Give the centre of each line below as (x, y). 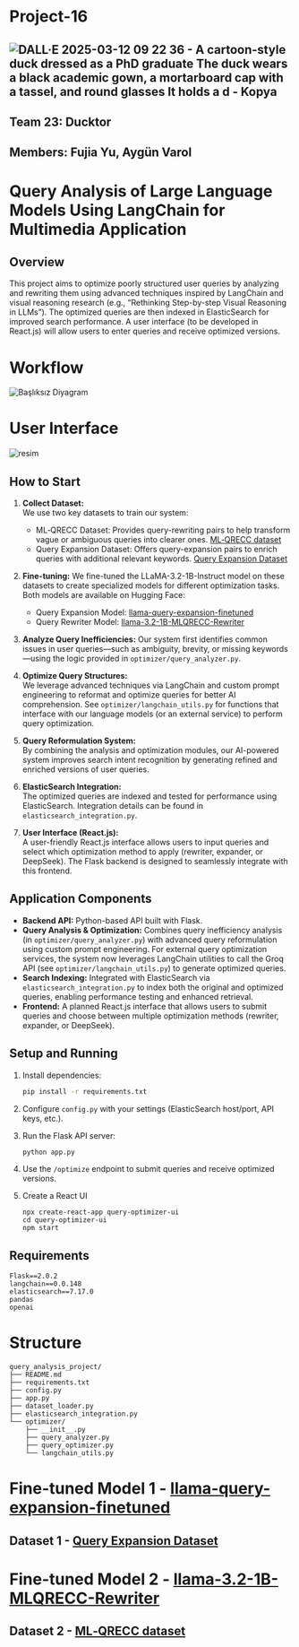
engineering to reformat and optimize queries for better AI (129, 695)
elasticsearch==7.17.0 (51, 1292)
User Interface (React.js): (70, 833)
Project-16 (48, 17)
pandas (21, 1300)
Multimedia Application (98, 229)
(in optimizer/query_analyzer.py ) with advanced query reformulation (149, 940)
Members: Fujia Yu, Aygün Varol (101, 153)
